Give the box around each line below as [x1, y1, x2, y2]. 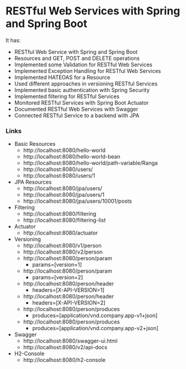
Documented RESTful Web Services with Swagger [14, 105, 139, 112]
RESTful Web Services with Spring [5, 4, 181, 18]
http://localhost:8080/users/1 [23, 172, 95, 179]
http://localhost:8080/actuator [23, 229, 98, 237]
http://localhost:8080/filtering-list [23, 216, 106, 224]
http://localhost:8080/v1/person [23, 242, 102, 249]
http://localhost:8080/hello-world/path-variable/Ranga [23, 160, 158, 167]
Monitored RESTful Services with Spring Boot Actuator [14, 99, 149, 106]
